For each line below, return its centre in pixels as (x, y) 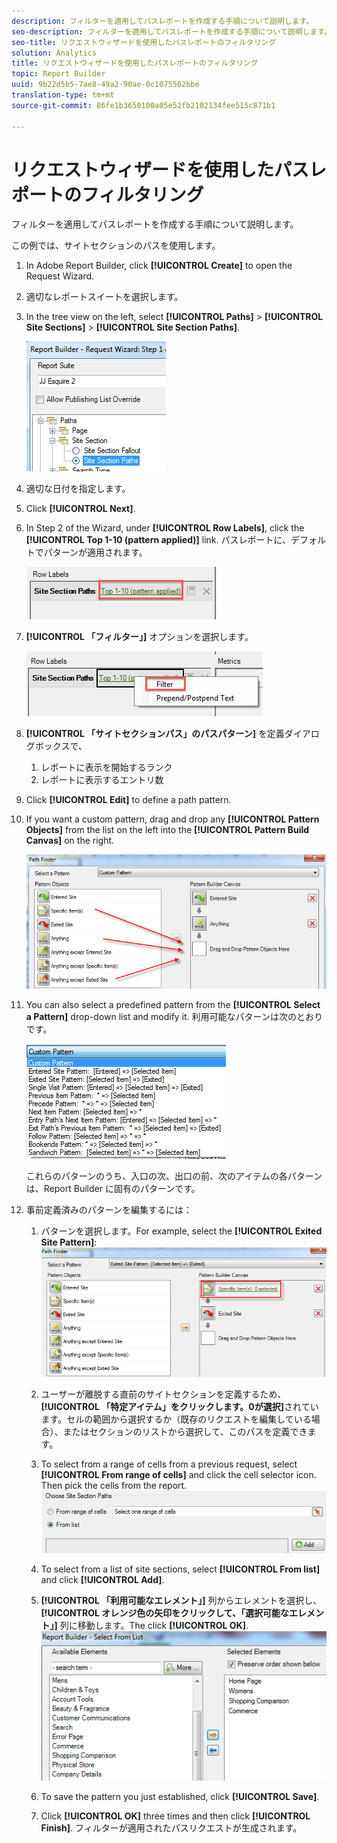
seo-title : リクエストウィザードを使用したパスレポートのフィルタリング (144, 42)
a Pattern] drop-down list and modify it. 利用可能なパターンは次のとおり (174, 1016)
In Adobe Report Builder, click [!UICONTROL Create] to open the (159, 266)
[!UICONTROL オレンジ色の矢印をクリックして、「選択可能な (165, 1612)
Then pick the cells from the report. (114, 1485)
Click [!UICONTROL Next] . (80, 509)
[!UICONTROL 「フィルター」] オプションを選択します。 (139, 637)
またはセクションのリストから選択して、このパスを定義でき (185, 1431)
